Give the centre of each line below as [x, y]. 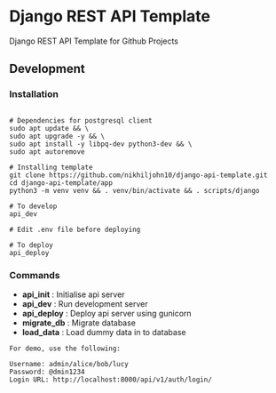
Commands [35, 275]
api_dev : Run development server [85, 303]
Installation [34, 94]
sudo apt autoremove [47, 152]
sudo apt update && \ [49, 128]
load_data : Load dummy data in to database [104, 332]
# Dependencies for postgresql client [81, 120]
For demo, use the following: [65, 349]
